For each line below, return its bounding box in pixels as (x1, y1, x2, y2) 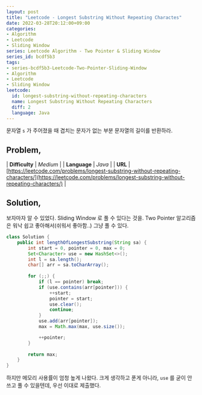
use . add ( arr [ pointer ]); (38, 318, 98, 324)
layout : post (6, 8, 39, 15)
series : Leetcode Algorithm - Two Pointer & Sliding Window (6, 48, 161, 54)
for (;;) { (28, 273, 55, 279)
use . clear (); (49, 301, 83, 308)
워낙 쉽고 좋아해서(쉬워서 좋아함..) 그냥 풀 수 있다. (12, 222, 129, 229)
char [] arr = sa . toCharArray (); (28, 262, 110, 268)
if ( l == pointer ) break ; (38, 279, 104, 285)
